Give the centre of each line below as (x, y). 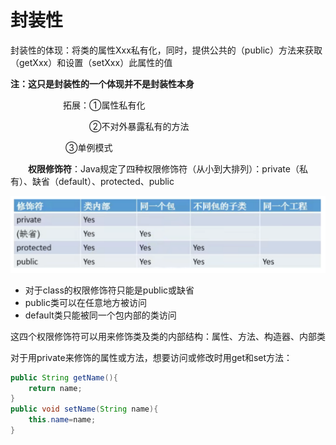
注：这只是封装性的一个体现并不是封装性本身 (102, 83)
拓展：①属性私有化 (104, 105)
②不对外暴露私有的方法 (139, 126)
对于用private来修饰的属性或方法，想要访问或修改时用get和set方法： (151, 357)
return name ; (55, 388)
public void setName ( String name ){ (84, 409)
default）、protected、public (116, 181)
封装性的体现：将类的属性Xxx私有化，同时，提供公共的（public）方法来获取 (166, 50)
